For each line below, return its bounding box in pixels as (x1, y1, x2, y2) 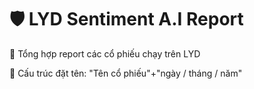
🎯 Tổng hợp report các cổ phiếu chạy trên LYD (9, 47, 201, 60)
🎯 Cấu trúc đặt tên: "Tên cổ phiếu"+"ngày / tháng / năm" (9, 67, 243, 79)
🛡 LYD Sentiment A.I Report (9, 8, 244, 31)
